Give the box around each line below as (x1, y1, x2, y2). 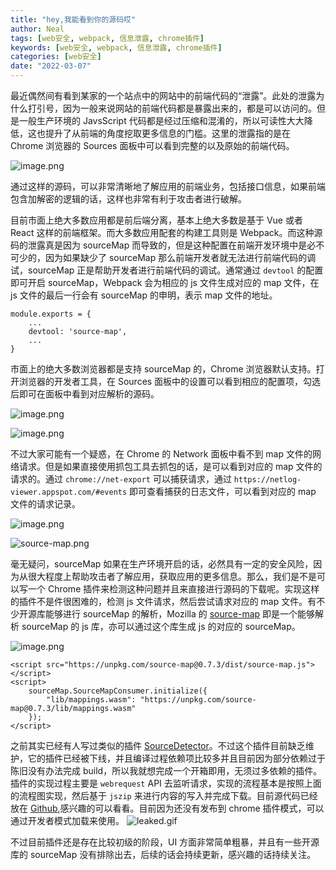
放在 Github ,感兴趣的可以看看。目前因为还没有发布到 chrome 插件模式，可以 (10, 802, 325, 814)
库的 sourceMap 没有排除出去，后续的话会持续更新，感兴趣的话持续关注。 (10, 849, 317, 860)
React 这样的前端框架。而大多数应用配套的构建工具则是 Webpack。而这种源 (10, 227, 323, 238)
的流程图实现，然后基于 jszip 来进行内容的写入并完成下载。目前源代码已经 (10, 790, 318, 801)
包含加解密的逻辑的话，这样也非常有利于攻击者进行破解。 (10, 193, 247, 205)
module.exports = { (10, 309, 92, 319)
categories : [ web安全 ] (10, 52, 102, 62)
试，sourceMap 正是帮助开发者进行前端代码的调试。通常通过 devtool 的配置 (10, 264, 324, 276)
